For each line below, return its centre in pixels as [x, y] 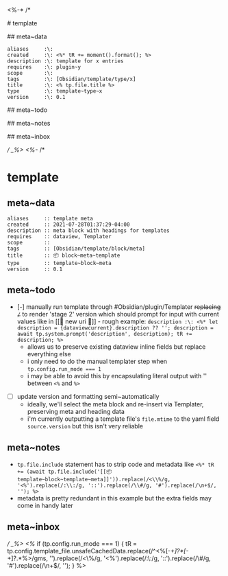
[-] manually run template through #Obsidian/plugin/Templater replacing [119, 307]
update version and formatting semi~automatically [88, 396]
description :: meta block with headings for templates [88, 231]
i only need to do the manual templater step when [97, 361]
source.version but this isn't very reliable [85, 426]
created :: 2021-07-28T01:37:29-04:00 [68, 224]
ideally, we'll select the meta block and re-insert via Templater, [115, 404]
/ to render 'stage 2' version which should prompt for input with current [118, 314]
